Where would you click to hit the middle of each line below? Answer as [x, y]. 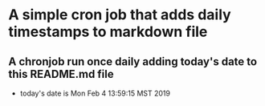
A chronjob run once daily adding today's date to [133, 61]
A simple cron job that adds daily [120, 15]
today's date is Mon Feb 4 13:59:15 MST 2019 [95, 93]
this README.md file [61, 74]
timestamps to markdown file [108, 32]
